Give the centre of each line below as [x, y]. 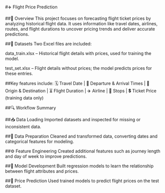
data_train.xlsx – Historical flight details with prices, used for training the [78, 53]
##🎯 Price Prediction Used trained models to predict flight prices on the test [82, 181]
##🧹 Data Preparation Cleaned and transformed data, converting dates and [81, 136]
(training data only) [24, 98]
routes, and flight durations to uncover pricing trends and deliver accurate [80, 29]
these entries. [19, 73]
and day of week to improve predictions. [46, 156]
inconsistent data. [23, 127]
